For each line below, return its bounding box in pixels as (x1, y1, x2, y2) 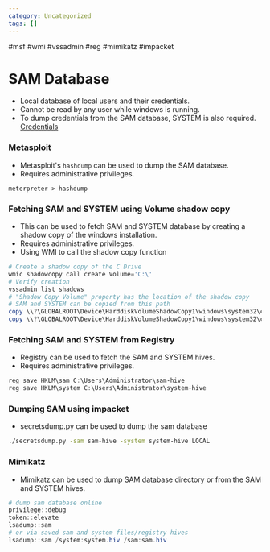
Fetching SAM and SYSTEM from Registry (8, 334, 175, 345)
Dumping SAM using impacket (8, 404, 129, 414)
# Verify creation (8, 277, 70, 286)
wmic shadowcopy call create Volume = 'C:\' (8, 270, 153, 278)
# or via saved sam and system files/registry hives (8, 529, 189, 537)
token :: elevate (8, 513, 59, 522)
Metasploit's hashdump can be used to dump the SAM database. (19, 160, 229, 170)
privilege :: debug (8, 506, 67, 514)
